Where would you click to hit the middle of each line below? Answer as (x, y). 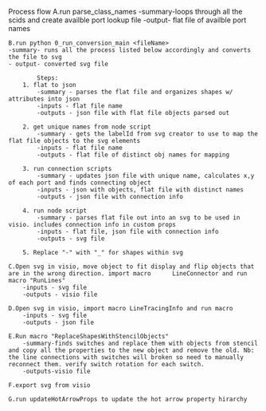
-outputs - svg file (71, 239)
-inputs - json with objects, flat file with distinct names (141, 190)
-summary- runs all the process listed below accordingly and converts (129, 50)
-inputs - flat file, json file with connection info (128, 231)
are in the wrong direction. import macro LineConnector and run (128, 274)
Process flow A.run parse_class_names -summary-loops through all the (125, 12)
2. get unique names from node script (87, 127)
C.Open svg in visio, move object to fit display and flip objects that (131, 267)
